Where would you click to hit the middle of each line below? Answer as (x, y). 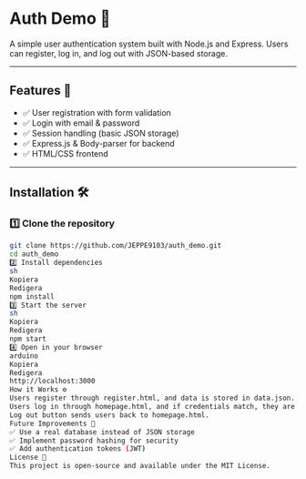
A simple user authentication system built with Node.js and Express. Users (149, 44)
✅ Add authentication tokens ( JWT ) (78, 449)
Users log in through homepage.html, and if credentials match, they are (153, 407)
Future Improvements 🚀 (52, 423)
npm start (28, 339)
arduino (24, 356)
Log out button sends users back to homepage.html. (109, 415)
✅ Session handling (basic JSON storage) (101, 133)
